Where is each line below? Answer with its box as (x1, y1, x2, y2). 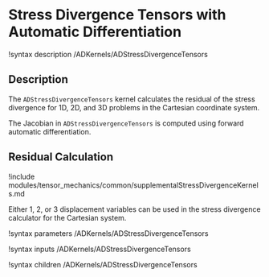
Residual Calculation (8, 151, 114, 164)
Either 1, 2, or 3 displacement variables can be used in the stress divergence (8, 204, 261, 214)
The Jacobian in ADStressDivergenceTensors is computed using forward (8, 118, 244, 128)
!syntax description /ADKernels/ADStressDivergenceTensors (8, 49, 209, 59)
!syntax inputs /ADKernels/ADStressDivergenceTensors (8, 244, 191, 254)
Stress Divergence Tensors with (8, 6, 226, 24)
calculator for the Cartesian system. (8, 213, 127, 222)
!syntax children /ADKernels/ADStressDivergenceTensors (8, 259, 198, 269)
